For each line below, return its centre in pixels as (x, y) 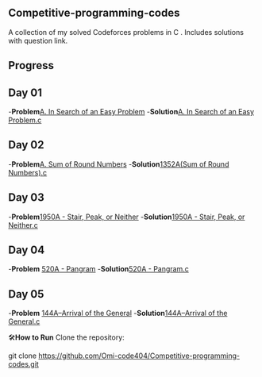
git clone (23, 356)
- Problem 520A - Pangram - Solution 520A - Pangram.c (98, 269)
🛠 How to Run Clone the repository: (66, 337)
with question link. (38, 40)
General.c (24, 321)
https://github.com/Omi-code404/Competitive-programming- (139, 356)
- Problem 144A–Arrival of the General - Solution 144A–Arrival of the (118, 314)
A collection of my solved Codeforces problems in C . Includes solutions (126, 32)
